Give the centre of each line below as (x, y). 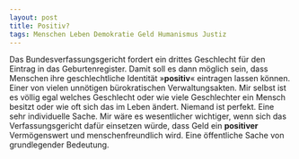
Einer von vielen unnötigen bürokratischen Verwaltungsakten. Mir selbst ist (148, 88)
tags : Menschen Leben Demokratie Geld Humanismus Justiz (118, 34)
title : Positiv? (40, 26)
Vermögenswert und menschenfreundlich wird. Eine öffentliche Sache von (147, 136)
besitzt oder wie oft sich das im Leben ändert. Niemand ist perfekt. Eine (142, 107)
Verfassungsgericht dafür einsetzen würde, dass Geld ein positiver (134, 126)
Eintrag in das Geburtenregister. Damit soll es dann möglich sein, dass (139, 69)
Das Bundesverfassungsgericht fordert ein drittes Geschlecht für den (137, 60)
